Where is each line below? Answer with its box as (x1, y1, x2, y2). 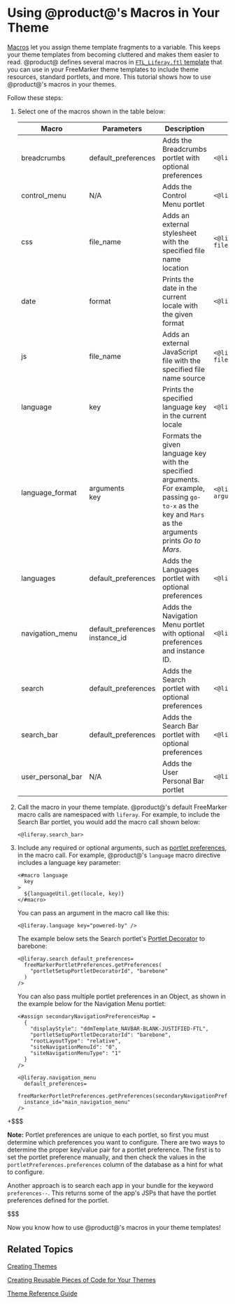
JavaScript (162, 347, 198, 357)
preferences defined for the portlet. (7, 1196, 110, 1204)
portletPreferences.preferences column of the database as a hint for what (7, 1160, 223, 1168)
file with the (162, 355, 201, 365)
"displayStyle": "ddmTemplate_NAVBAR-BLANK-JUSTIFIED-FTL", (30, 1025, 209, 1032)
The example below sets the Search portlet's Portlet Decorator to (17, 934, 206, 943)
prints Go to (162, 536, 201, 545)
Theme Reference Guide (7, 1289, 78, 1298)
